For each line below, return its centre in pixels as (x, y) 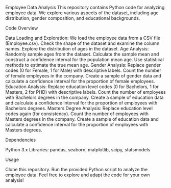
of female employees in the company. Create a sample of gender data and (83, 76)
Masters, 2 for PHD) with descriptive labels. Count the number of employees (86, 92)
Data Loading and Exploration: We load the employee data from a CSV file (83, 38)
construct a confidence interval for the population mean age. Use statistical (85, 60)
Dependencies (21, 140)
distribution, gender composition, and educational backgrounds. (73, 18)
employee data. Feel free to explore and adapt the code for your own (78, 175)
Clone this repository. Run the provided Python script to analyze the (77, 169)
